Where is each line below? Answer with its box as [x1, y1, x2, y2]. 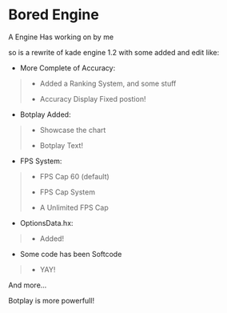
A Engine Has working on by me [8, 32, 114, 42]
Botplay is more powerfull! [8, 295, 94, 305]
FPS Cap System [39, 187, 96, 197]
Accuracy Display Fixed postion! [39, 94, 146, 103]
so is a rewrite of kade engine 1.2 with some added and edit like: [8, 47, 220, 57]
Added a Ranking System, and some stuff [39, 78, 177, 88]
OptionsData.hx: [19, 218, 74, 227]
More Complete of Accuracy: [19, 62, 116, 73]
